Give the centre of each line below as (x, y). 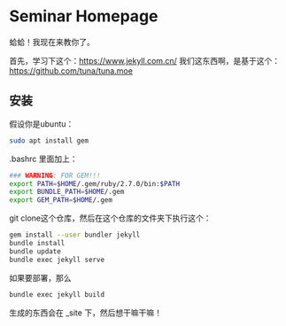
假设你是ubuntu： (42, 124)
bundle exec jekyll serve (57, 260)
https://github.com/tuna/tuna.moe (71, 70)
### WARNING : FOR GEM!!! (55, 175)
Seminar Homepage (84, 16)
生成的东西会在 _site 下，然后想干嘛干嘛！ (85, 313)
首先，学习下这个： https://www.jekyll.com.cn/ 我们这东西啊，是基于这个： (145, 60)
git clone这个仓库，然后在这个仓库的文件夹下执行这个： (110, 218)
